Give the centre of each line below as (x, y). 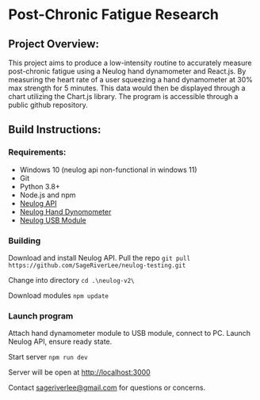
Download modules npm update (59, 295)
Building (25, 241)
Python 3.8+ (40, 186)
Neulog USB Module (53, 220)
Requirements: (37, 152)
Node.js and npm (48, 195)
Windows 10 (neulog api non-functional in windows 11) (108, 170)
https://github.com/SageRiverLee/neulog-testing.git (97, 265)
